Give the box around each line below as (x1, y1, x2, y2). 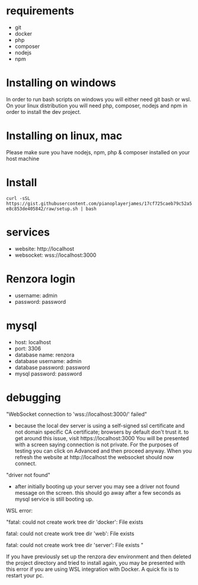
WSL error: (6, 507, 33, 514)
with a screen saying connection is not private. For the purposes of (14, 441, 179, 448)
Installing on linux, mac (6, 129, 123, 143)
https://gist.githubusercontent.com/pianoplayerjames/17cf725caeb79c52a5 (6, 201, 193, 206)
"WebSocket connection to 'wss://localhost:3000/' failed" (6, 411, 147, 418)
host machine (6, 155, 40, 162)
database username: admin (14, 357, 82, 364)
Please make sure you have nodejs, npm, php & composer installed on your (6, 148, 190, 155)
